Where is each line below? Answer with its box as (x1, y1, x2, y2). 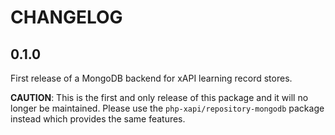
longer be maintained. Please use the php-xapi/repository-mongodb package (10, 102, 325, 114)
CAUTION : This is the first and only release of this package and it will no (10, 92, 309, 103)
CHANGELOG (10, 6, 123, 29)
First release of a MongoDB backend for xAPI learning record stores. (10, 72, 293, 84)
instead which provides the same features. (10, 113, 186, 125)
